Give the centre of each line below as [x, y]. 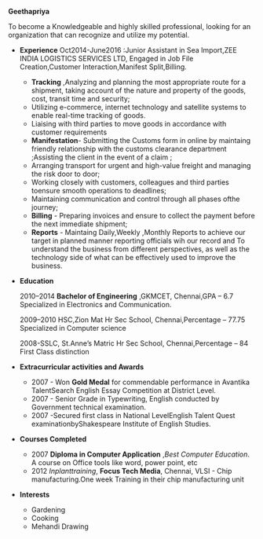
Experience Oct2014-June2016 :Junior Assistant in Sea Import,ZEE [128, 50]
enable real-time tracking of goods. [88, 115]
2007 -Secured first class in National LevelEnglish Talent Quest [133, 415]
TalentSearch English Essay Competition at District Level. [123, 390]
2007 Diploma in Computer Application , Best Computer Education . [140, 454]
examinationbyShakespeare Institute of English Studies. [121, 424]
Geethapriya [29, 11]
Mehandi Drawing [60, 526]
